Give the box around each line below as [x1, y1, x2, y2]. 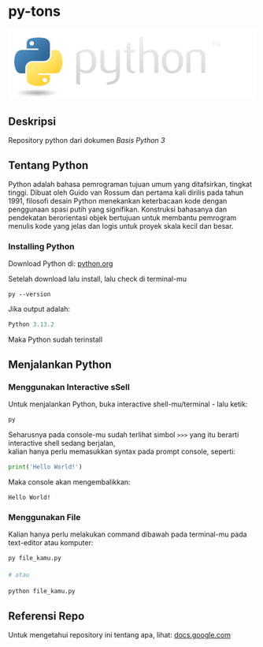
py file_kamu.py [8, 554, 61, 562]
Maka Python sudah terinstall [8, 335, 103, 345]
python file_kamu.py [8, 587, 76, 596]
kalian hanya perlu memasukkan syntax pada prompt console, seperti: [8, 447, 236, 456]
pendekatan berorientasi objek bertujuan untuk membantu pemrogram [8, 213, 237, 223]
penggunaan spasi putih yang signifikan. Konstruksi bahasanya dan [8, 204, 227, 215]
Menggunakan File [8, 511, 81, 522]
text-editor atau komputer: [8, 537, 94, 547]
